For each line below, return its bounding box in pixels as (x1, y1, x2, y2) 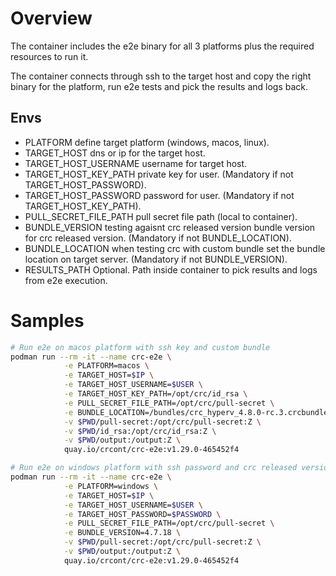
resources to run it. (10, 50, 89, 62)
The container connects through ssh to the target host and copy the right (10, 70, 312, 82)
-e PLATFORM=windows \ (63, 481, 159, 491)
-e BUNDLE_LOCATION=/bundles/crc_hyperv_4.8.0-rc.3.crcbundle (63, 407, 329, 417)
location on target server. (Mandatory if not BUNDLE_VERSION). (24, 253, 288, 265)
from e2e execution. (24, 274, 108, 286)
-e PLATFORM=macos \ (63, 361, 150, 371)
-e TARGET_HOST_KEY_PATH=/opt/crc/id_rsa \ (63, 389, 248, 399)
